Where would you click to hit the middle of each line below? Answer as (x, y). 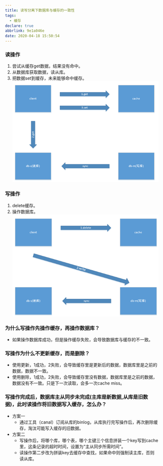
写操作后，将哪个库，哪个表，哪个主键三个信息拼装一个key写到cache (89, 440)
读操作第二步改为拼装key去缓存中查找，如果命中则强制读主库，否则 (87, 452)
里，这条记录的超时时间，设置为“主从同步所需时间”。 (72, 447)
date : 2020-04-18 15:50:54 (32, 36)
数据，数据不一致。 (31, 371)
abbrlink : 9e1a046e (25, 31)
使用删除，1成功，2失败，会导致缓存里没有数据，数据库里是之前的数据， (85, 377)
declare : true (19, 26)
